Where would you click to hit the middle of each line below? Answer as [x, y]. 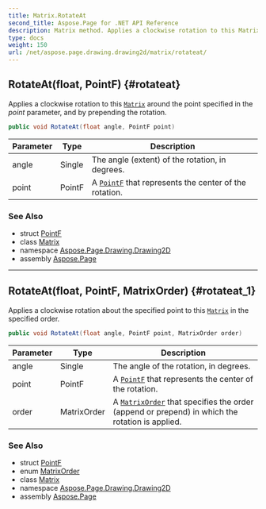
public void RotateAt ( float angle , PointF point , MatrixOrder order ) [125, 333]
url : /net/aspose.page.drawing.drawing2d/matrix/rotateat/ [108, 52]
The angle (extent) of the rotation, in [159, 160]
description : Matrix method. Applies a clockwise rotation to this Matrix [134, 30]
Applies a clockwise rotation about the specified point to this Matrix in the [129, 310]
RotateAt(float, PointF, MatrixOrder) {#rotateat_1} [132, 291]
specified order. [34, 318]
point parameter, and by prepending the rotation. [88, 112]
